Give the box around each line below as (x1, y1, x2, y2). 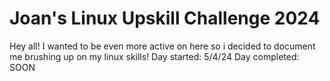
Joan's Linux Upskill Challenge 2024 (9, 7, 321, 30)
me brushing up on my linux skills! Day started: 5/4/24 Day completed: (9, 50, 300, 62)
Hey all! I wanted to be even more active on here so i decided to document (9, 40, 316, 52)
